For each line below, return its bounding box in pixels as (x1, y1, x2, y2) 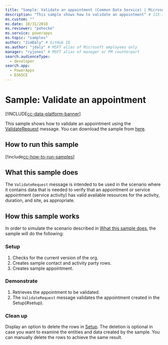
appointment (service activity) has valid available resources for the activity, (5, 192, 160, 198)
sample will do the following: (5, 231, 64, 237)
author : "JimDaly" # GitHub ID (5, 40, 70, 45)
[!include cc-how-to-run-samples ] (5, 153, 75, 159)
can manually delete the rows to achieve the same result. (5, 334, 122, 340)
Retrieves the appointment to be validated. (12, 289, 100, 295)
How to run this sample (5, 140, 78, 149)
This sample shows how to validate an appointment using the (5, 120, 131, 126)
